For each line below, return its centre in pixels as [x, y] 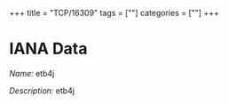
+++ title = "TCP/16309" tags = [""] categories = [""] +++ [114, 13]
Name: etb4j [32, 73]
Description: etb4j [42, 90]
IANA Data [48, 49]
